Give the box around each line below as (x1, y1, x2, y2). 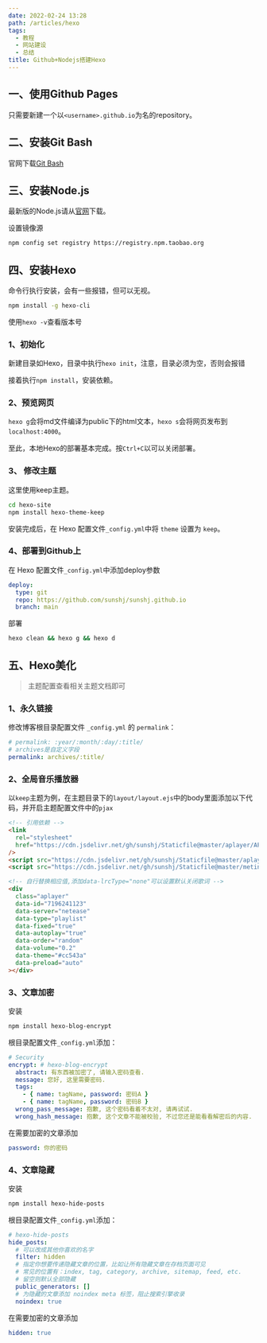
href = (15, 841, 34, 849)
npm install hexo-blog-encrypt (8, 1022, 112, 1030)
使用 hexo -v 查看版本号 (8, 317, 83, 326)
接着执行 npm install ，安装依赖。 (8, 376, 118, 385)
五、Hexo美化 (8, 658, 77, 672)
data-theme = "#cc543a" (15, 952, 87, 960)
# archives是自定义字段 (8, 745, 79, 754)
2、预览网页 (8, 397, 55, 408)
